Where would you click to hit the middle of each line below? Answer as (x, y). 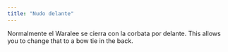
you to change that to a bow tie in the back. (70, 41)
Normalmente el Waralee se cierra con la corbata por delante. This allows (114, 33)
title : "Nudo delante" (41, 14)
